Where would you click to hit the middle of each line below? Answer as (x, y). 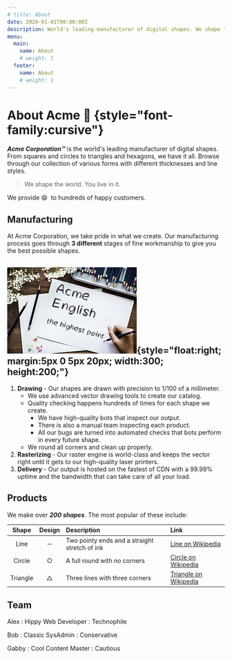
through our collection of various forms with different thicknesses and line (113, 164)
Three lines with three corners (108, 577)
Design (49, 530)
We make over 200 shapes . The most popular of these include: (97, 515)
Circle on (183, 557)
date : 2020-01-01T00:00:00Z (48, 22)
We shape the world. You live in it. (72, 184)
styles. (17, 171)
